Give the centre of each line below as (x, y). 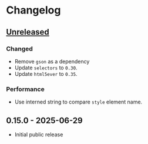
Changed (20, 49)
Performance (26, 89)
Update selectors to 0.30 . (46, 68)
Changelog (33, 10)
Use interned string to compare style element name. (78, 102)
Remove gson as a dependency (52, 61)
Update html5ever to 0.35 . (46, 73)
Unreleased (28, 32)
